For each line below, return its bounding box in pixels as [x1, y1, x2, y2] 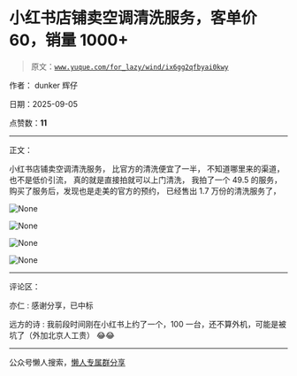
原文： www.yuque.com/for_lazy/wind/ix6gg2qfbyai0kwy [30, 61, 229, 72]
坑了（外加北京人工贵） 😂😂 [9, 329, 115, 341]
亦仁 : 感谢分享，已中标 [9, 300, 94, 311]
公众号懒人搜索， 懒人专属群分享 [9, 357, 126, 367]
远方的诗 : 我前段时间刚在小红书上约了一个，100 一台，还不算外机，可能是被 [9, 318, 287, 329]
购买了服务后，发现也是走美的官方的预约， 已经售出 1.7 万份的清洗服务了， [9, 185, 281, 196]
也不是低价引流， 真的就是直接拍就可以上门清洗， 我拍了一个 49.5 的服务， [9, 174, 283, 185]
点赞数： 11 [9, 117, 48, 128]
